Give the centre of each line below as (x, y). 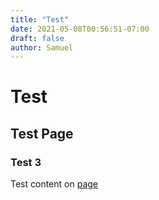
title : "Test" (40, 19)
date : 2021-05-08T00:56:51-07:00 (80, 29)
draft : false (37, 38)
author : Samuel (42, 47)
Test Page (42, 133)
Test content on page (54, 184)
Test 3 (26, 162)
